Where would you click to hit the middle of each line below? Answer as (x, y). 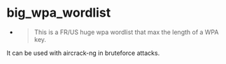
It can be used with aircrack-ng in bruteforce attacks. (83, 53)
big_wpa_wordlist (59, 13)
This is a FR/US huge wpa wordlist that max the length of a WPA (126, 32)
